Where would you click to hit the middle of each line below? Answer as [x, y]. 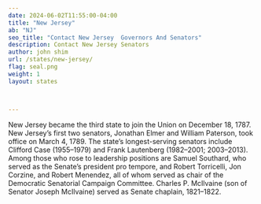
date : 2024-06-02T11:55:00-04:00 [63, 15]
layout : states [33, 81]
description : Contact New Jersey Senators [79, 45]
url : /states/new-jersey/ [50, 60]
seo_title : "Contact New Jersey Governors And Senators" [105, 37]
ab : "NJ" [22, 30]
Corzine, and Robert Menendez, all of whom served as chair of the [116, 175]
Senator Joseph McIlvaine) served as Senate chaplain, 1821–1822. [115, 191]
